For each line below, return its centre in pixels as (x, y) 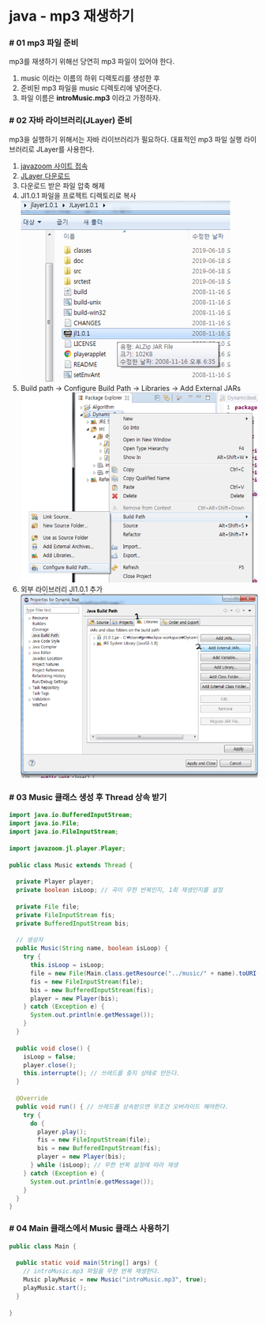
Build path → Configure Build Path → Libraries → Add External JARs (131, 388)
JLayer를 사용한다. (65, 149)
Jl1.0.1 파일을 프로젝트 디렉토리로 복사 (78, 195)
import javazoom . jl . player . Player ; (67, 848)
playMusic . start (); (55, 1288)
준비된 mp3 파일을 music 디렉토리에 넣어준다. (91, 88)
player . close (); (50, 1065)
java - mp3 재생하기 (72, 16)
